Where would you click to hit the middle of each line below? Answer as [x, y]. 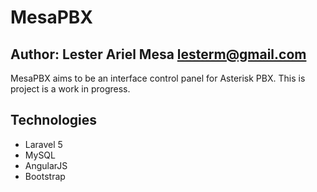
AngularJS [46, 165]
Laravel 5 [43, 144]
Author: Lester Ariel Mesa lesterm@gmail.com [158, 54]
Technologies [54, 120]
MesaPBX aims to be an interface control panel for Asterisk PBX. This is [158, 78]
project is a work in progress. [70, 89]
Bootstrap [45, 176]
